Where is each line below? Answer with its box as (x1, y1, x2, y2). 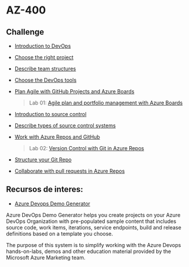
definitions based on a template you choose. (6, 230, 114, 237)
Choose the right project (14, 54, 74, 60)
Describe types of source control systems (14, 122, 116, 129)
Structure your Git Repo (14, 156, 72, 163)
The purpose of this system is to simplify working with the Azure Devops (6, 241, 181, 248)
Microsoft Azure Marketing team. (6, 254, 86, 261)
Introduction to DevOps (14, 42, 71, 49)
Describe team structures (14, 65, 76, 72)
